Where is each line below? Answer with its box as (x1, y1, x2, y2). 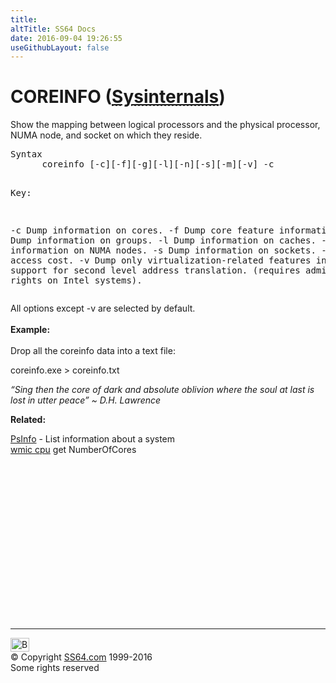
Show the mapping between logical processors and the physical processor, (10, 119, 321, 131)
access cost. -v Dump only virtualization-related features (10, 255, 312, 266)
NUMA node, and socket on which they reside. (10, 129, 203, 141)
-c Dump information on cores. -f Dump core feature (10, 225, 275, 236)
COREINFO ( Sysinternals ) (10, 86, 226, 108)
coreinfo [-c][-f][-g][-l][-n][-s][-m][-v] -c (41, 159, 275, 170)
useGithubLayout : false (10, 42, 110, 53)
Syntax (10, 149, 43, 160)
